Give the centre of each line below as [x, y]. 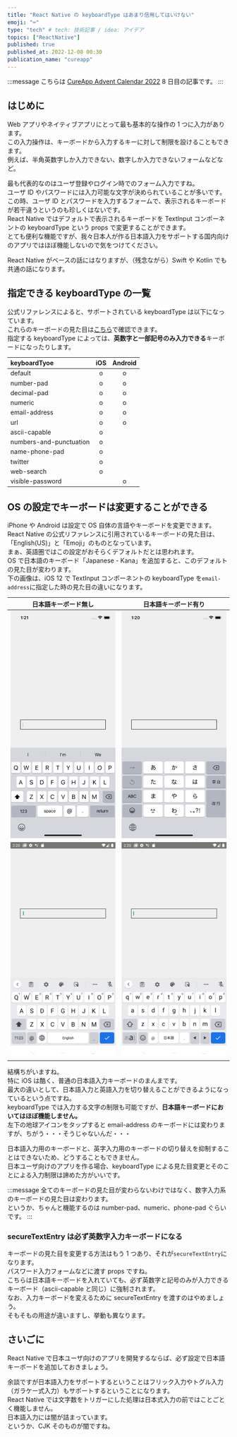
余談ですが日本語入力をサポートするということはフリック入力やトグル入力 [115, 1382]
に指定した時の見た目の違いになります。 [88, 587]
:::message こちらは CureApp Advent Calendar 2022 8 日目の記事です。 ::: [115, 81]
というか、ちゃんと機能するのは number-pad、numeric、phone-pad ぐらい [117, 1208]
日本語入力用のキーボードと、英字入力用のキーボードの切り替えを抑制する [115, 1149]
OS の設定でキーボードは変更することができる [108, 507]
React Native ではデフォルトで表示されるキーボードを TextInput [100, 218]
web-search [29, 471]
